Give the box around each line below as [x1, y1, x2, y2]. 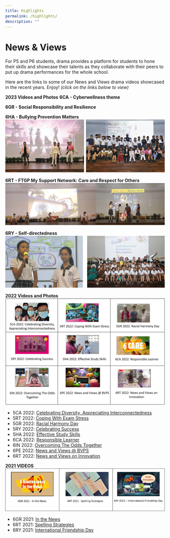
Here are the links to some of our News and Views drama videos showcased [5, 79, 164, 85]
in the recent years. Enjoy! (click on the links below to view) [5, 84, 129, 91]
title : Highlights [5, 8, 44, 13]
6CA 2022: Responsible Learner [12, 437, 80, 443]
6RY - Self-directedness [5, 230, 57, 236]
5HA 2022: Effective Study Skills [12, 431, 80, 437]
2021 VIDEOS [5, 463, 34, 469]
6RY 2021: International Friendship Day [12, 527, 94, 533]
